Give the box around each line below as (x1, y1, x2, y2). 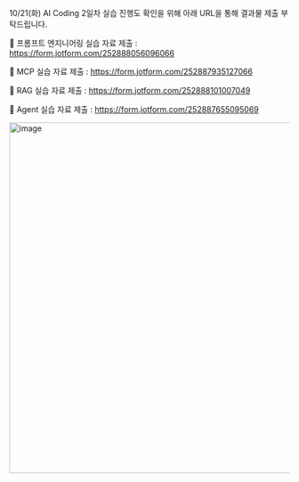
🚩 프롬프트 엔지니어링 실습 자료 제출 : (9, 38, 138, 48)
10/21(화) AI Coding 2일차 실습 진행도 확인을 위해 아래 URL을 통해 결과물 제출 (9, 8, 279, 18)
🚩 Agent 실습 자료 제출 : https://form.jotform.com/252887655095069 (9, 104, 260, 114)
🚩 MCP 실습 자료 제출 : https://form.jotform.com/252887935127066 (9, 66, 254, 77)
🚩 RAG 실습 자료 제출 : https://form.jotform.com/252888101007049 (9, 86, 251, 95)
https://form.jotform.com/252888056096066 (9, 48, 175, 58)
